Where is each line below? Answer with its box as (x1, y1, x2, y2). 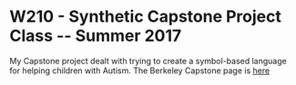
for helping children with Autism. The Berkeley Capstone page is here (9, 65, 270, 76)
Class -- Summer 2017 (9, 25, 182, 46)
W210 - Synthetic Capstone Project (9, 6, 282, 27)
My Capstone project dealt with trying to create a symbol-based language (9, 55, 287, 66)
